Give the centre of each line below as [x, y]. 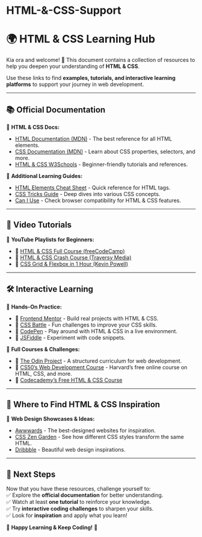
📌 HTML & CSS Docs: [33, 127]
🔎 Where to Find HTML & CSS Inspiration [83, 404]
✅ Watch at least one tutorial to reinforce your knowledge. [79, 502]
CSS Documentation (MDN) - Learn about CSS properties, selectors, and [105, 152]
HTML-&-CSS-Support [64, 11]
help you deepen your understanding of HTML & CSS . [73, 66]
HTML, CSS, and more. [43, 373]
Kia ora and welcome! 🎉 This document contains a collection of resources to [101, 60]
